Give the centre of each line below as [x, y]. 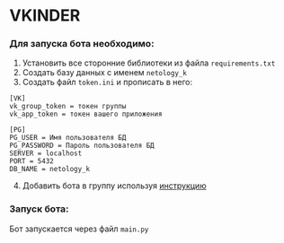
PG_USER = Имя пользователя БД [68, 138]
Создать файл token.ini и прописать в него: [107, 82]
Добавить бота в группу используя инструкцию [114, 186]
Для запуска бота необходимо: [82, 44]
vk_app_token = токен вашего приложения [86, 114]
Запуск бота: [39, 209]
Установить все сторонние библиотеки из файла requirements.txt [149, 63]
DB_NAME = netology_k [50, 169]
